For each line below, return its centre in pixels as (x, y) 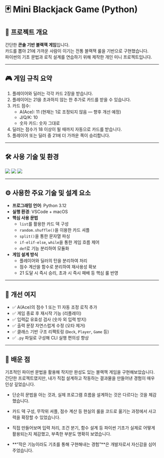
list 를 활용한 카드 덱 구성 (44, 224)
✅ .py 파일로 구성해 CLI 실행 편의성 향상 (51, 338)
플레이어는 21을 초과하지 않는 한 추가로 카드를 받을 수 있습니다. (72, 99)
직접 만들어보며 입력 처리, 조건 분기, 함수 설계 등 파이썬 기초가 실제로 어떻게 (83, 428)
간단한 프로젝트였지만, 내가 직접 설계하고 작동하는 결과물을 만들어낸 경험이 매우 (80, 378)
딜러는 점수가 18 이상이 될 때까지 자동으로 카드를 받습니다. (67, 129)
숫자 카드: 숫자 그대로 (40, 123)
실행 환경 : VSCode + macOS (40, 212)
